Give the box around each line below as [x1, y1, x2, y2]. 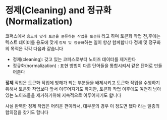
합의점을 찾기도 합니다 [5, 109, 49, 115]
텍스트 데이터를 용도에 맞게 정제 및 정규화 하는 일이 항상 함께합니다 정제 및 [5, 39, 148, 45]
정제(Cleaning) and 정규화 [5, 5, 112, 16]
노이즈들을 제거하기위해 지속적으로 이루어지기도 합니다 [14, 92, 122, 98]
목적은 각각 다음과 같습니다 [10, 45, 64, 51]
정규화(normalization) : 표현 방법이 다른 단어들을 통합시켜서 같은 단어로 [12, 63, 153, 69]
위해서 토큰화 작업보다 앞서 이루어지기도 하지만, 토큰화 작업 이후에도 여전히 [5, 86, 152, 92]
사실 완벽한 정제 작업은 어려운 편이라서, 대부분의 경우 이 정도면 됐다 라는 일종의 [5, 103, 160, 109]
